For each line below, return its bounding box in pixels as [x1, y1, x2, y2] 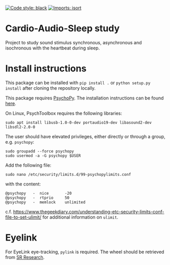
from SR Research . [5, 254, 45, 260]
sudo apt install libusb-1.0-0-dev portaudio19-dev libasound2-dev [5, 120, 152, 125]
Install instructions [5, 63, 87, 74]
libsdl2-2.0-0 [5, 124, 36, 129]
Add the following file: [5, 162, 52, 168]
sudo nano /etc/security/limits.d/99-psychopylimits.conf [5, 172, 131, 177]
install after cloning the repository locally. [5, 85, 96, 91]
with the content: [5, 181, 41, 187]
